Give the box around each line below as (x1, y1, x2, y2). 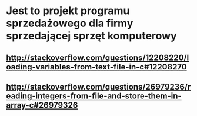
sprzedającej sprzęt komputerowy (6, 29, 178, 42)
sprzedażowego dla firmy (6, 16, 133, 30)
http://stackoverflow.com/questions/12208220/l (6, 52, 189, 62)
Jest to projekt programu (6, 4, 130, 18)
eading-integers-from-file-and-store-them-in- (6, 91, 182, 101)
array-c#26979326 (6, 100, 78, 110)
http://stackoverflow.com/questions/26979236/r (6, 81, 191, 92)
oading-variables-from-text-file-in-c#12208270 (6, 62, 187, 72)
